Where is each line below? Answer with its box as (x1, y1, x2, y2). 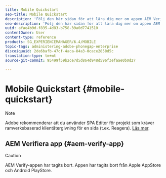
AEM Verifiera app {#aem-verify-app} (5, 139, 124, 148)
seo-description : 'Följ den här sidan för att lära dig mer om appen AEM (5, 21, 161, 26)
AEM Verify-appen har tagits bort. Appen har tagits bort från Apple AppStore (5, 162, 161, 168)
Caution (5, 153, 21, 158)
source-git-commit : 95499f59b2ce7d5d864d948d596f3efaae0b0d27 (5, 58, 136, 63)
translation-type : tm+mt (5, 53, 56, 58)
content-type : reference (5, 35, 56, 40)
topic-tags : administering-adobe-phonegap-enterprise (5, 44, 119, 49)
